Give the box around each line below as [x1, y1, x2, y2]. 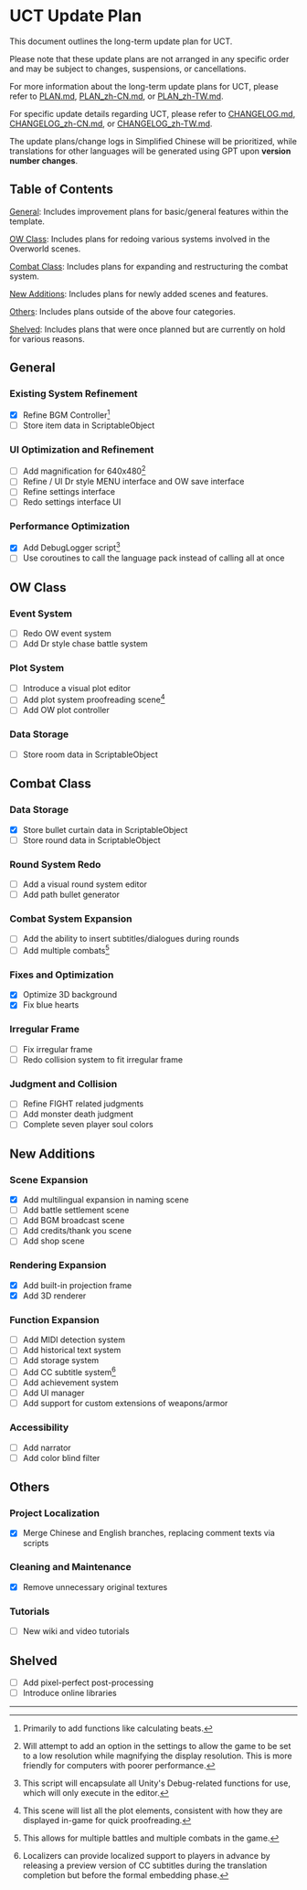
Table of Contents [9, 182, 114, 198]
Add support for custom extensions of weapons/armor [22, 1398, 228, 1409]
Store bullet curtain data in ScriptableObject [22, 824, 188, 835]
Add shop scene [22, 1235, 85, 1246]
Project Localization [9, 1507, 101, 1519]
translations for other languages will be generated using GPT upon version [9, 145, 291, 156]
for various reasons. [9, 333, 85, 344]
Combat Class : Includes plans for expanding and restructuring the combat [9, 261, 289, 272]
